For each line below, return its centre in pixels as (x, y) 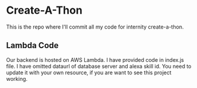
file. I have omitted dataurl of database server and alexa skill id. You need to (99, 66)
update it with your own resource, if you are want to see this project (89, 73)
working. (17, 78)
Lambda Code (33, 45)
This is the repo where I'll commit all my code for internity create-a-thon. (95, 27)
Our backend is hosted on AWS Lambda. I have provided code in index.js (95, 59)
